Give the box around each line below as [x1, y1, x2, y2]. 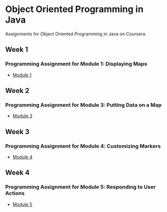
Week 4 [5, 168, 30, 177]
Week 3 [5, 127, 30, 136]
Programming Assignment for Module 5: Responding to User [5, 183, 156, 190]
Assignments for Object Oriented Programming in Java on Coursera [5, 31, 146, 37]
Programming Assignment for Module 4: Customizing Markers [5, 142, 161, 149]
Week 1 [5, 45, 28, 54]
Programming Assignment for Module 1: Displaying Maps [5, 60, 147, 67]
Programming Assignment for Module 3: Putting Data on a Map [5, 101, 162, 109]
